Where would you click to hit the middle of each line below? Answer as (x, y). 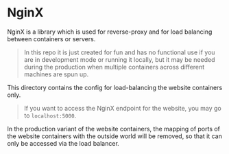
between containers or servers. (51, 38)
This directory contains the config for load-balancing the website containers (115, 87)
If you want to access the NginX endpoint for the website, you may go (122, 108)
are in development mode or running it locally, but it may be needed (119, 59)
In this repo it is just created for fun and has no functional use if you (119, 52)
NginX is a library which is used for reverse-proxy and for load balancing (110, 32)
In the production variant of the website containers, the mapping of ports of (114, 129)
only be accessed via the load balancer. (63, 143)
